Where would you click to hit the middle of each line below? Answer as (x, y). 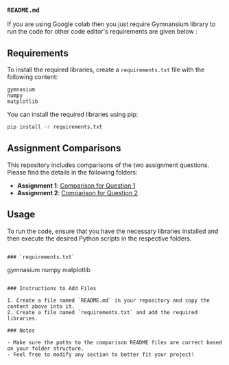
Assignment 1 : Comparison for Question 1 (76, 186)
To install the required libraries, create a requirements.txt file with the (106, 70)
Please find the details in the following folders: (72, 172)
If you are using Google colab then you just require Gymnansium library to (111, 24)
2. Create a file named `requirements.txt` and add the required (102, 312)
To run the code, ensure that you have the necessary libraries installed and (113, 231)
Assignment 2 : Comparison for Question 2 (77, 192)
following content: (33, 77)
